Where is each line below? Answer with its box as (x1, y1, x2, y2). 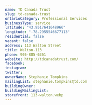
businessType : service (5, 20, 51, 26)
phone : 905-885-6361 (5, 52, 47, 57)
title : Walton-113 (5, 47, 42, 52)
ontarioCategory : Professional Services (5, 16, 88, 21)
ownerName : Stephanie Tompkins (5, 75, 68, 79)
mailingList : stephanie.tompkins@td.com (5, 79, 88, 84)
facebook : (5, 61, 25, 66)
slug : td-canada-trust (5, 12, 51, 16)
